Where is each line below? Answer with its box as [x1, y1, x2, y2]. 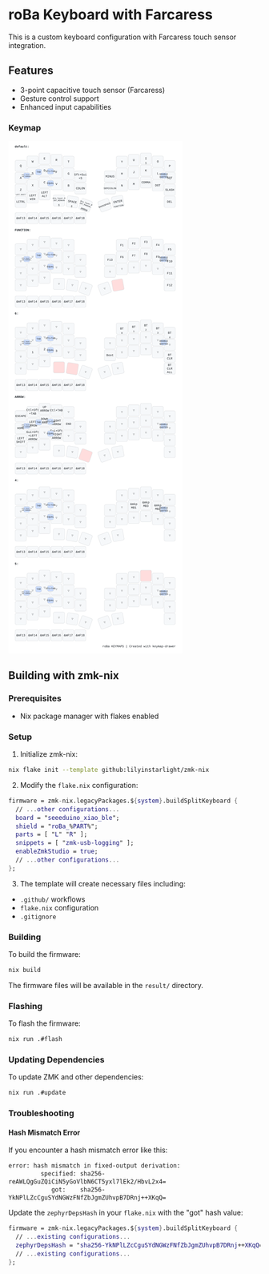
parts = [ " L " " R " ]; [15, 830, 88, 838]
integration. [8, 40, 46, 50]
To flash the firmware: [8, 1019, 82, 1028]
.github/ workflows [19, 894, 86, 904]
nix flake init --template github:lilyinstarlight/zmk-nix [8, 766, 210, 774]
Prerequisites [8, 693, 62, 704]
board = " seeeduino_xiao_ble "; [15, 814, 120, 822]
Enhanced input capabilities [19, 102, 112, 111]
